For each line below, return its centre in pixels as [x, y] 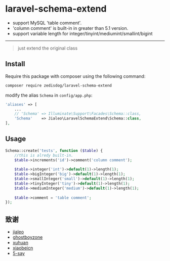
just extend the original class [48, 48]
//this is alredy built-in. [44, 155]
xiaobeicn [23, 248]
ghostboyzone [28, 237]
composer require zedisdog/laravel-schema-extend [59, 85]
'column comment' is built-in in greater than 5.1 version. [70, 28]
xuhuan [20, 243]
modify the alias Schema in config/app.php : [49, 95]
